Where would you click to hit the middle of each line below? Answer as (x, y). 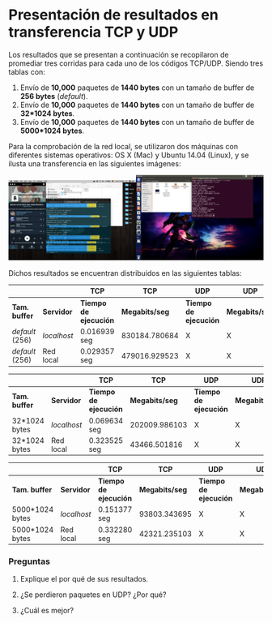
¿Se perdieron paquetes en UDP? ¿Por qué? (93, 595)
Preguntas (30, 561)
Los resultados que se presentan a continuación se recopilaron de (119, 54)
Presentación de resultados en (113, 15)
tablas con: (27, 71)
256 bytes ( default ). (54, 96)
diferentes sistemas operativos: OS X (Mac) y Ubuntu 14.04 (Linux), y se (129, 155)
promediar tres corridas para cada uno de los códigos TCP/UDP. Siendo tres (136, 63)
